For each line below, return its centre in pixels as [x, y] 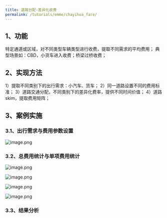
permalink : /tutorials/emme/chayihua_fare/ [51, 15]
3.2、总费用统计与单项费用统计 [42, 156]
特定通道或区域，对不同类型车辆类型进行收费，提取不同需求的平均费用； [79, 49]
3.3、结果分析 [22, 210]
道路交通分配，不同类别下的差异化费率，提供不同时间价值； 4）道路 [92, 92]
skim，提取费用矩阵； [27, 98]
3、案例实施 [24, 116]
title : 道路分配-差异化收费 [31, 10]
